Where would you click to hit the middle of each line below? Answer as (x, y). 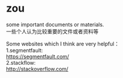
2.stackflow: (21, 62)
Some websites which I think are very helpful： (63, 44)
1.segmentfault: (25, 50)
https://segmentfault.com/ (37, 56)
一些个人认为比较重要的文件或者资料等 (52, 31)
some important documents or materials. (55, 24)
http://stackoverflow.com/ (37, 69)
